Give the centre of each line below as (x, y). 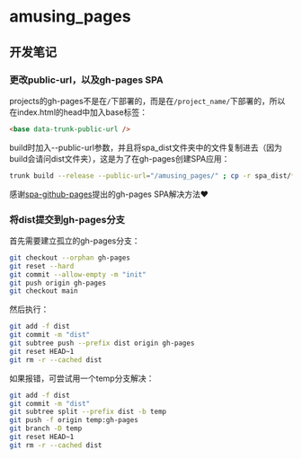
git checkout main (44, 291)
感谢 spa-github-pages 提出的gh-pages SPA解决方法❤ (109, 194)
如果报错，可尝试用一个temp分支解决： (82, 378)
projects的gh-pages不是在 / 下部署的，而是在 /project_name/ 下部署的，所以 (147, 101)
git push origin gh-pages (58, 283)
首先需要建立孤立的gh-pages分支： (75, 241)
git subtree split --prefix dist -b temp (88, 412)
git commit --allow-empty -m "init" (78, 274)
